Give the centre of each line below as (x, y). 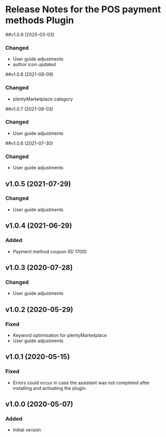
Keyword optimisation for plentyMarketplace (60, 335)
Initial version (27, 430)
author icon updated (34, 65)
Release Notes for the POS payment (83, 9)
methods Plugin (40, 20)
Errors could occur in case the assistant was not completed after (81, 383)
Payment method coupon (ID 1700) (50, 251)
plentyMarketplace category (43, 99)
